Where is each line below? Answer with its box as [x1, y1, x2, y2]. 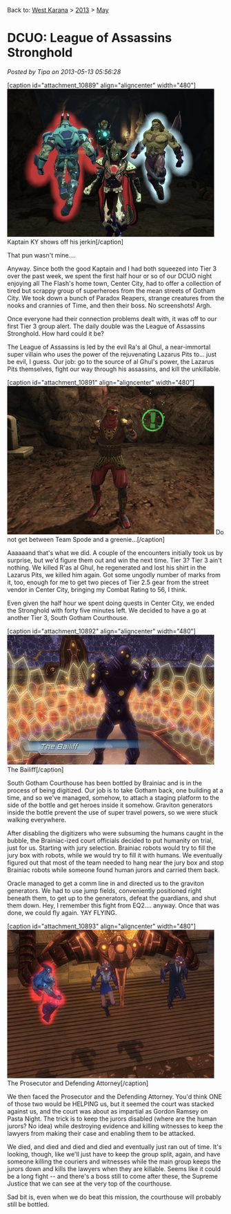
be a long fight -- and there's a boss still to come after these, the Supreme [7, 1172, 219, 1180]
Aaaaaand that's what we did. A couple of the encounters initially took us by [7, 548, 223, 556]
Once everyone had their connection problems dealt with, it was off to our [7, 314, 217, 323]
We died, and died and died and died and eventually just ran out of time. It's [7, 1142, 222, 1151]
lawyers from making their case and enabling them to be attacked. [7, 1129, 195, 1137]
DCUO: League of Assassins [7, 30, 172, 46]
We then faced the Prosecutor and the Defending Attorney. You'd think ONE [7, 1092, 223, 1100]
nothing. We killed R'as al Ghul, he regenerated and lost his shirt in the [7, 563, 207, 572]
